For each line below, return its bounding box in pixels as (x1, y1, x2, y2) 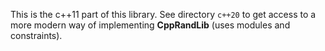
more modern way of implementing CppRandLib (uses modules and (10, 19, 291, 31)
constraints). (10, 30, 63, 41)
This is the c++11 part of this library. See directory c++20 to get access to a (10, 9, 317, 20)
